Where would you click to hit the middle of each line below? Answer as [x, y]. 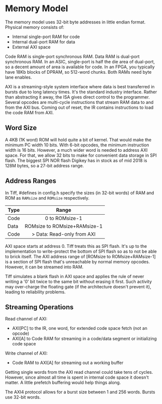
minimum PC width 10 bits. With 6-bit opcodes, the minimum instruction [77, 145]
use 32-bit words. [23, 397]
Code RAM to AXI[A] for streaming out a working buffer [68, 363]
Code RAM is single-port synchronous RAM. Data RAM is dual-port [72, 56]
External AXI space [31, 47]
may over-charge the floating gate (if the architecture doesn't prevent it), [78, 286]
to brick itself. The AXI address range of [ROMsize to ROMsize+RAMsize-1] [81, 256]
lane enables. [19, 77]
